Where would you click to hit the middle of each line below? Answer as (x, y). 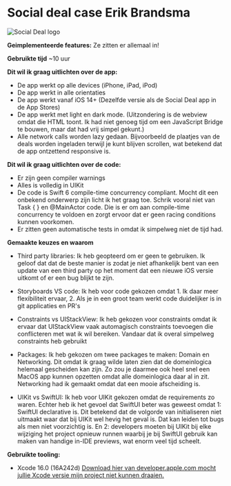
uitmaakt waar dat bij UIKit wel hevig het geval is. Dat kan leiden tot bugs (120, 419)
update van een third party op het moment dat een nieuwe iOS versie (115, 270)
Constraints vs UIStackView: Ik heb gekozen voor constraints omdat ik (117, 319)
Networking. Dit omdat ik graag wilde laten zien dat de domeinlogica (114, 362)
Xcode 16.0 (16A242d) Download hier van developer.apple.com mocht (117, 467)
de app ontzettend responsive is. (64, 151)
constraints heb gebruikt (52, 341)
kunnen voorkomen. (46, 221)
